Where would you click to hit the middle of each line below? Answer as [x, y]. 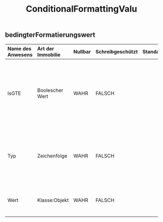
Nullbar [82, 51]
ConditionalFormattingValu [81, 9]
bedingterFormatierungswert [50, 35]
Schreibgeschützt [117, 51]
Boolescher [50, 90]
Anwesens [20, 54]
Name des [19, 49]
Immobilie [49, 54]
